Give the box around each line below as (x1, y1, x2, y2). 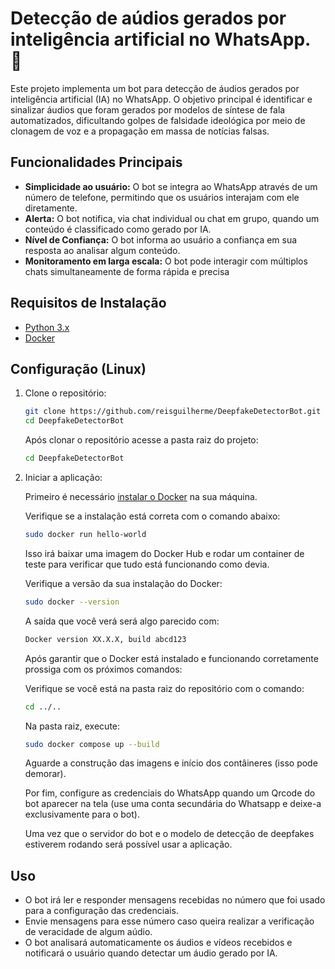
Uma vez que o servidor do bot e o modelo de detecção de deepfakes (24, 828, 315, 840)
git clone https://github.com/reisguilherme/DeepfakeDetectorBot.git (24, 407, 322, 417)
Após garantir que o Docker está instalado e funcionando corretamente (24, 652, 319, 664)
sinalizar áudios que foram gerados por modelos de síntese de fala (10, 103, 286, 116)
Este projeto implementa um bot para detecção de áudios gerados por (10, 82, 300, 94)
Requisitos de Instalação (10, 295, 167, 312)
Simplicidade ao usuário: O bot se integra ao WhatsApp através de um (24, 180, 318, 192)
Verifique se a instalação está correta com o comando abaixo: (24, 510, 281, 522)
